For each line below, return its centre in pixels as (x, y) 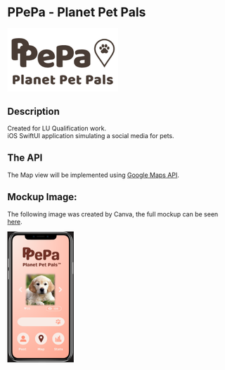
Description (33, 111)
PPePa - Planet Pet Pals (77, 12)
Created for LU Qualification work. (57, 128)
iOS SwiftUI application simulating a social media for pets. (91, 136)
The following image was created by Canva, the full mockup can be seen (113, 214)
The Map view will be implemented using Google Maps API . (93, 175)
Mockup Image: (42, 197)
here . (15, 221)
